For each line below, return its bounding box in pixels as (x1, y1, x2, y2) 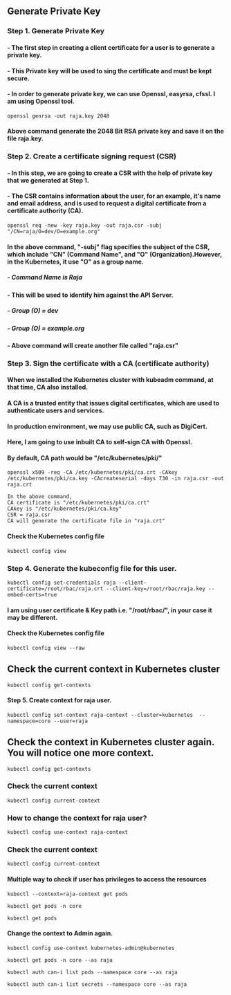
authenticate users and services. (7, 406, 104, 414)
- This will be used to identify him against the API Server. (7, 291, 174, 299)
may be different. (7, 613, 58, 621)
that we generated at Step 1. (7, 176, 90, 184)
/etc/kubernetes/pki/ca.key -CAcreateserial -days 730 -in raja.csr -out (7, 475, 225, 482)
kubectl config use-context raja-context (7, 829, 129, 836)
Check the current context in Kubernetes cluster (7, 664, 220, 675)
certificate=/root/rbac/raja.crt (7, 585, 104, 592)
